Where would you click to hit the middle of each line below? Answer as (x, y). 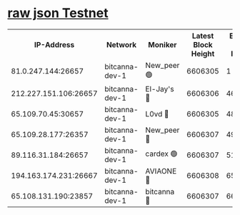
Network (121, 44)
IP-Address (54, 44)
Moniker (162, 44)
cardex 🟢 (161, 154)
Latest (203, 36)
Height (203, 54)
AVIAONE (161, 171)
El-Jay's (160, 89)
